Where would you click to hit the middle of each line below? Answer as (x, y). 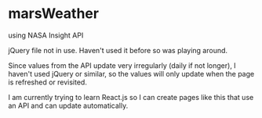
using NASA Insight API (46, 35)
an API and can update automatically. (68, 105)
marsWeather (54, 14)
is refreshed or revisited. (48, 82)
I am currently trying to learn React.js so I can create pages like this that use (131, 97)
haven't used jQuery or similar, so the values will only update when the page (131, 73)
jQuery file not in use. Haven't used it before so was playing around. (118, 50)
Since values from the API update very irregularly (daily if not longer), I (122, 65)
